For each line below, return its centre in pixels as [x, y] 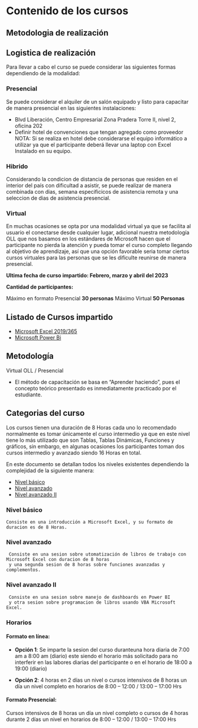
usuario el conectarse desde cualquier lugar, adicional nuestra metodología [98, 233]
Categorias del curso [46, 413]
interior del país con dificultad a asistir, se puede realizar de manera [89, 185]
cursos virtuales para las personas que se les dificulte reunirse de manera [96, 258]
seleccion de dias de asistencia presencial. [58, 198]
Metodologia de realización [57, 33]
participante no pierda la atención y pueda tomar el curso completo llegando [99, 245]
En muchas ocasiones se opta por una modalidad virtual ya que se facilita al [98, 226]
